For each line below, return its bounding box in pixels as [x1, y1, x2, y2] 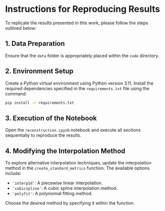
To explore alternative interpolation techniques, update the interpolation [5, 160, 152, 166]
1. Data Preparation [5, 40, 65, 48]
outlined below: [5, 25, 37, 31]
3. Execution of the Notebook [5, 114, 97, 122]
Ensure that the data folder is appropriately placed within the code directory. [5, 53, 160, 58]
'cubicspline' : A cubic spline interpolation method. [12, 185, 118, 191]
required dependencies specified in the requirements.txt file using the [5, 85, 150, 91]
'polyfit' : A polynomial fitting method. [12, 191, 93, 197]
